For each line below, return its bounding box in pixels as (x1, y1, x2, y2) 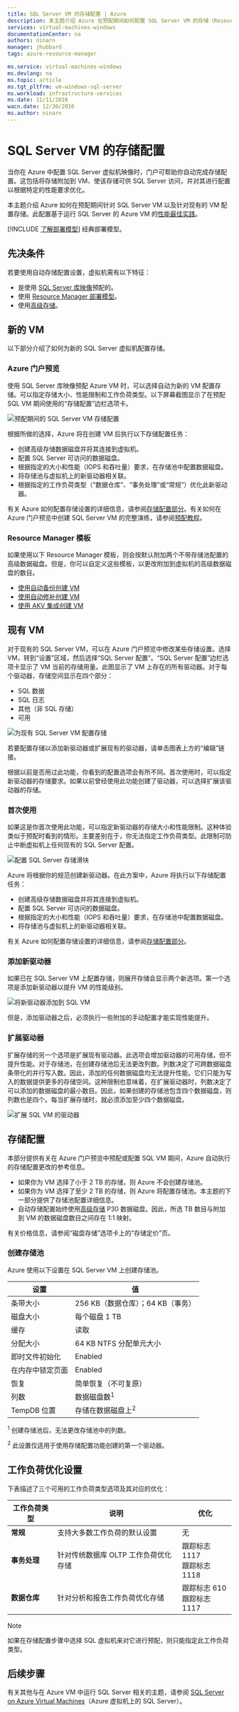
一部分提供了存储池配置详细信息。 (17, 1195, 118, 1204)
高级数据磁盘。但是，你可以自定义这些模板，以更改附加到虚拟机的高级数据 (7, 560, 225, 568)
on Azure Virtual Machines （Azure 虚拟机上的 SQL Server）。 (7, 1697, 186, 1706)
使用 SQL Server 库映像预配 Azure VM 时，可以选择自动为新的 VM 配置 (7, 381, 216, 390)
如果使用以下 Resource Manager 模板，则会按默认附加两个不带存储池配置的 (7, 550, 229, 559)
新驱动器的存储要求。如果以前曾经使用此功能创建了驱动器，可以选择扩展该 (7, 776, 225, 785)
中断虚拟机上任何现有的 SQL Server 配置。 (13, 840, 139, 850)
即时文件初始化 (11, 1351, 62, 1361)
